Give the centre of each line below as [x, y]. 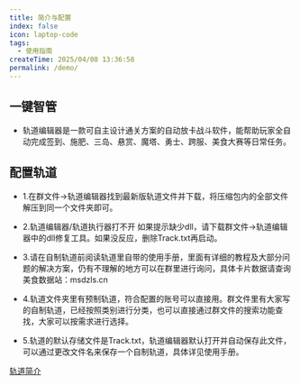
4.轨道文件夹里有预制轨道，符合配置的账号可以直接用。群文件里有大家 [152, 298]
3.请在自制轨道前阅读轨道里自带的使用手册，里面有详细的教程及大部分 [152, 257]
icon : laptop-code [44, 34]
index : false [34, 26]
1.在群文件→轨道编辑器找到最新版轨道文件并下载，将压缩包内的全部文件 [155, 196]
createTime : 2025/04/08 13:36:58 [72, 60]
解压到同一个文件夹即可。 [70, 207]
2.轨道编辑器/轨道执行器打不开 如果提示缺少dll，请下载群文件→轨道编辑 [155, 226]
